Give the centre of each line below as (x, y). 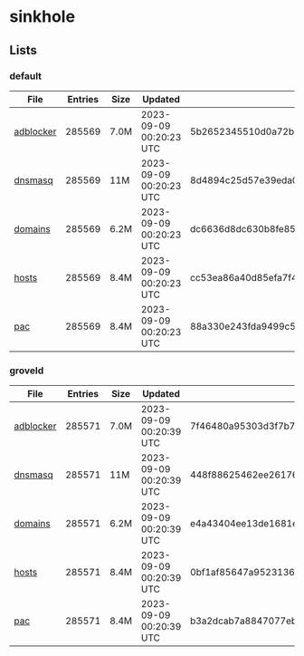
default (26, 76)
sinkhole (42, 17)
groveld (27, 371)
